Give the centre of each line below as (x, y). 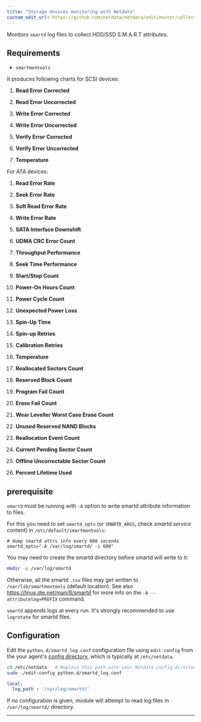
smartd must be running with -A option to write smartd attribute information (98, 506)
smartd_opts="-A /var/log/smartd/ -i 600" (60, 547)
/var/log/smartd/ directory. (41, 707)
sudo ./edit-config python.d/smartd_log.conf (64, 673)
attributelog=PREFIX (33, 599)
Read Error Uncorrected (46, 102)
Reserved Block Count (44, 380)
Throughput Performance (48, 253)
